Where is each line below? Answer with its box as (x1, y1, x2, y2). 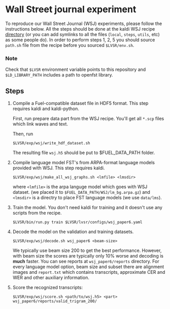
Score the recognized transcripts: (12, 285, 83, 291)
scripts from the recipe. (12, 210, 62, 216)
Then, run (12, 131, 33, 137)
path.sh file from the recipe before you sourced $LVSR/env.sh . (5, 42, 134, 48)
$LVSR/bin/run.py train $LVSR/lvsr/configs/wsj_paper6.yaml (12, 220, 143, 225)
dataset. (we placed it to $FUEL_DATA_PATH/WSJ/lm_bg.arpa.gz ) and (12, 189, 151, 195)
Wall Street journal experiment (5, 4, 137, 15)
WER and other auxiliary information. (12, 274, 90, 281)
